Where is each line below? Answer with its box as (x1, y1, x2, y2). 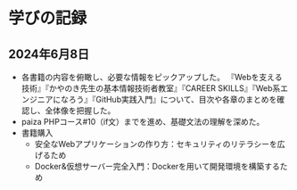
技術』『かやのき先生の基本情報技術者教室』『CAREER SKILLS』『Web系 (21, 83, 281, 94)
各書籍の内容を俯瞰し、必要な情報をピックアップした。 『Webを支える (21, 72, 283, 82)
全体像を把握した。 (45, 105, 116, 116)
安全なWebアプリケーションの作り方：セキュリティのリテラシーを (34, 139, 278, 149)
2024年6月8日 (8, 46, 90, 62)
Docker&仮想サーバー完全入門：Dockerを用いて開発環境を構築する (34, 161, 280, 171)
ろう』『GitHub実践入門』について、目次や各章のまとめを (68, 95, 277, 104)
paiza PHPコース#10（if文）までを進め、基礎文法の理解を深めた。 (21, 117, 265, 127)
